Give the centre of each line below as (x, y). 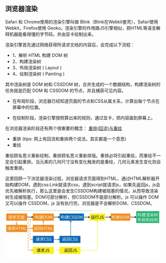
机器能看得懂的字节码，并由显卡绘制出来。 (53, 34)
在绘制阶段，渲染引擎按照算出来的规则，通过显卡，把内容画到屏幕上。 (84, 117)
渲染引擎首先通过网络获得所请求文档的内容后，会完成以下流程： (70, 45)
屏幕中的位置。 (27, 107)
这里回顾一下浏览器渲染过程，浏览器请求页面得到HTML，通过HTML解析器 (80, 178)
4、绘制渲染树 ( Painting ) (39, 74)
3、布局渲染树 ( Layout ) (37, 67)
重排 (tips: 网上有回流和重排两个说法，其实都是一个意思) (69, 139)
